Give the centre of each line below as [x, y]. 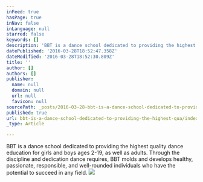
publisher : [20, 79]
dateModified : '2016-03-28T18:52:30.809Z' [60, 57]
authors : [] [21, 74]
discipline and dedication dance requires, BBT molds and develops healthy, [100, 159]
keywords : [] [23, 40]
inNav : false [23, 23]
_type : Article [25, 124]
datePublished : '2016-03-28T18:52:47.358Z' [62, 51]
